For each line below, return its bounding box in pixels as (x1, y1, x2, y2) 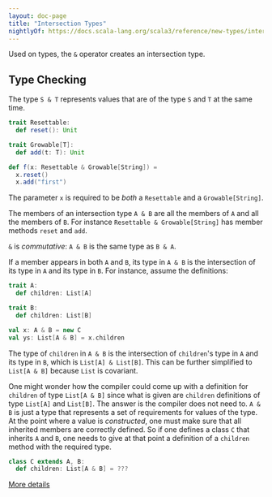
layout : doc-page (8, 11, 67, 20)
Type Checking (8, 72, 87, 86)
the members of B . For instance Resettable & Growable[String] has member (8, 217, 263, 227)
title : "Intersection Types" (8, 19, 107, 28)
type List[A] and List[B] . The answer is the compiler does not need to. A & (8, 399, 261, 408)
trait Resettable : (8, 119, 70, 127)
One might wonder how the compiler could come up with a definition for (8, 381, 249, 391)
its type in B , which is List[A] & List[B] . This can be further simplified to (8, 357, 253, 366)
